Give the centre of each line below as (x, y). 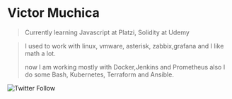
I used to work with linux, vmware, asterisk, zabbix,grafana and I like (124, 46)
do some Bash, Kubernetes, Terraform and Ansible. (99, 74)
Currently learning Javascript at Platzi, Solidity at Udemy (107, 32)
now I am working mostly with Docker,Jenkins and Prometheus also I (125, 67)
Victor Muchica (54, 13)
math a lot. (40, 53)
